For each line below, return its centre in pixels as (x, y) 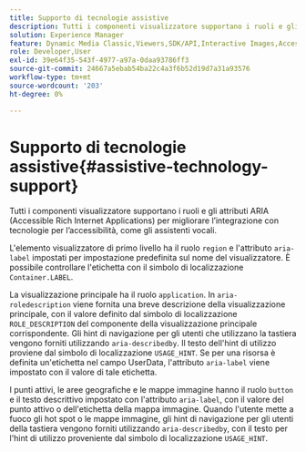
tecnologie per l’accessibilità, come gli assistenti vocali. (113, 231)
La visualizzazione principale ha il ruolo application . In (112, 295)
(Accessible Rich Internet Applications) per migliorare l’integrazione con (144, 221)
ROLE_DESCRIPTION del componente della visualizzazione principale (133, 324)
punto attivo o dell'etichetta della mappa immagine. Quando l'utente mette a (152, 409)
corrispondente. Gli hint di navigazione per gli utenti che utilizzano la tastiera (153, 334)
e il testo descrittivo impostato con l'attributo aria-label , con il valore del (147, 400)
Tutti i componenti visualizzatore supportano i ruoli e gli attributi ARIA (139, 211)
